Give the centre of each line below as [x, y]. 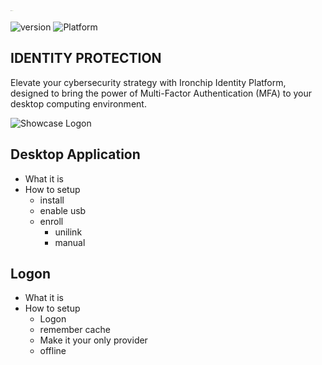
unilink [68, 232]
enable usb [63, 210]
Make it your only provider [93, 340]
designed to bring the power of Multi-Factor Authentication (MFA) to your [161, 93]
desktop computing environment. [78, 103]
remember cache [75, 330]
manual [70, 242]
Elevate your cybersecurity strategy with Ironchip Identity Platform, [148, 82]
